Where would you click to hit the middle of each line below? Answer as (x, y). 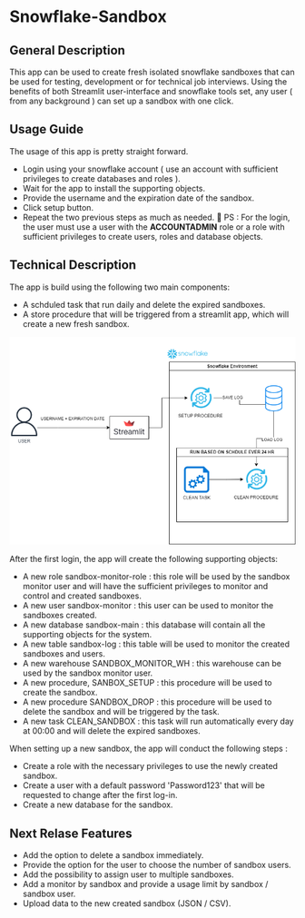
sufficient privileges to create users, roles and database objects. (143, 236)
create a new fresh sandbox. (76, 323)
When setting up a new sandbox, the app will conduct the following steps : (148, 749)
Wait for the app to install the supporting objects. (114, 188)
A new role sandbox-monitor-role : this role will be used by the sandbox (156, 577)
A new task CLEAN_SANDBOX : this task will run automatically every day (158, 721)
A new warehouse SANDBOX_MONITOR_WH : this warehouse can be (152, 664)
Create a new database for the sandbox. (98, 804)
